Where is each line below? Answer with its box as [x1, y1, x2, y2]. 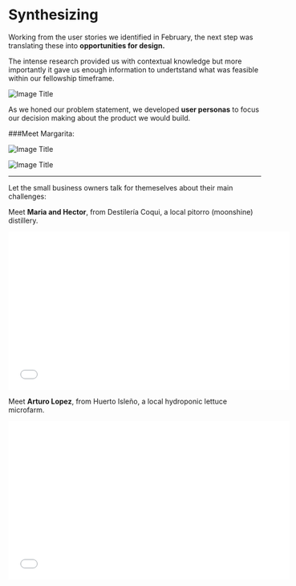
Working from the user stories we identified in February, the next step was [8, 32, 253, 42]
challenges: [8, 191, 47, 201]
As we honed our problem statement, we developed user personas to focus [8, 104, 259, 114]
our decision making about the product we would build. [8, 113, 191, 122]
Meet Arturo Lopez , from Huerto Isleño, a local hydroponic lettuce [8, 396, 227, 406]
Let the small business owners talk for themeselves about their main [8, 182, 233, 192]
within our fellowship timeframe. [8, 73, 115, 83]
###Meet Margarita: [8, 129, 75, 138]
